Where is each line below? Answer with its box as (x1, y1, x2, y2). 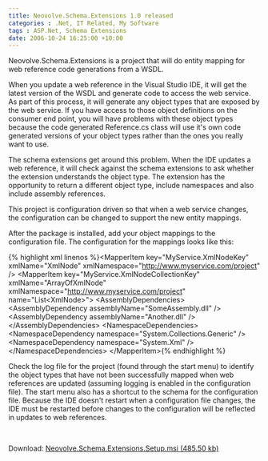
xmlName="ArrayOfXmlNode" (8, 278, 106, 288)
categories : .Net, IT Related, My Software (8, 19, 159, 27)
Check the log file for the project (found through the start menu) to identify (8, 362, 254, 371)
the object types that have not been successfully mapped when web (8, 370, 234, 380)
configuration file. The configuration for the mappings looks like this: (8, 237, 234, 247)
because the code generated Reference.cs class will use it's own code (8, 122, 242, 132)
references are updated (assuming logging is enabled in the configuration (8, 379, 251, 388)
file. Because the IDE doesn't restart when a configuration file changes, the (8, 395, 256, 405)
